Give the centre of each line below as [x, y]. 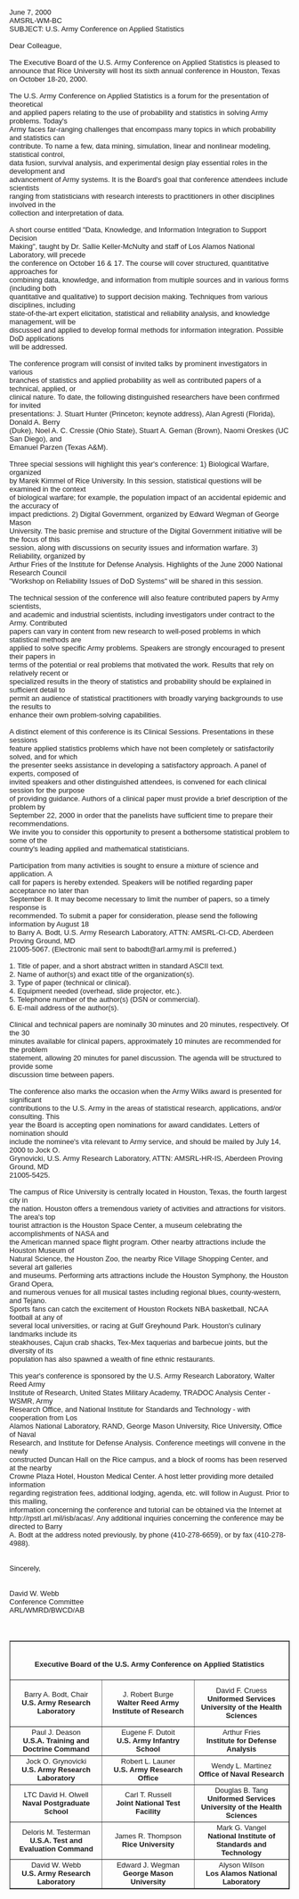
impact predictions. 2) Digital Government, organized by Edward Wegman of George [144, 514]
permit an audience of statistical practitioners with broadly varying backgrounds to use [146, 698]
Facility [148, 1811]
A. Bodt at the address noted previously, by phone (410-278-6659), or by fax [131, 1535]
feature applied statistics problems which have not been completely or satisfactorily [141, 749]
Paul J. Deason [57, 1732]
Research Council [38, 573]
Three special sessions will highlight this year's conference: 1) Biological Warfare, [139, 464]
